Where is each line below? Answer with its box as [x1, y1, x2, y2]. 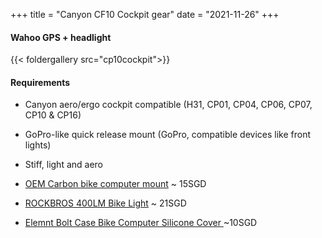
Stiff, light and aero [24, 159, 104, 171]
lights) [24, 139, 52, 151]
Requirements [10, 76, 71, 88]
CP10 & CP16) [24, 109, 82, 121]
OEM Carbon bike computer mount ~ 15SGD [24, 178, 207, 190]
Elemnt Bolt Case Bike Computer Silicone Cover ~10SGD [24, 217, 258, 229]
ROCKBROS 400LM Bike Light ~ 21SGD [24, 197, 187, 209]
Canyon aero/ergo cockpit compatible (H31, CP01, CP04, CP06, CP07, [24, 99, 313, 111]
